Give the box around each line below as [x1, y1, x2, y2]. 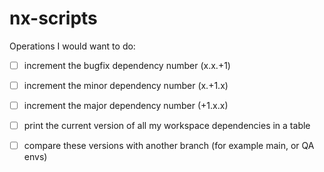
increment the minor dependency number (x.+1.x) [23, 80, 229, 91]
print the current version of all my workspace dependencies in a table [23, 120, 311, 132]
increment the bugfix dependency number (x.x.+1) [23, 59, 231, 71]
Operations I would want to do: [9, 40, 136, 52]
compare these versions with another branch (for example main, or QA [23, 140, 315, 152]
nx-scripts [9, 7, 98, 30]
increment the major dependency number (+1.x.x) [23, 100, 229, 112]
